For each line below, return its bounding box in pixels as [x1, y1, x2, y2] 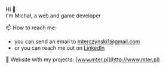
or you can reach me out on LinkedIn [14, 44, 105, 51]
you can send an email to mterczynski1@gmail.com [14, 38, 140, 45]
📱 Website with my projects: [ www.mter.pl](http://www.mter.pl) [5, 56, 160, 63]
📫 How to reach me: [5, 24, 57, 31]
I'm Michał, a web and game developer [5, 12, 101, 19]
